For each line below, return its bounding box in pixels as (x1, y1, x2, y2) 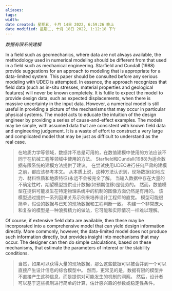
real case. (5, 139, 27, 145)
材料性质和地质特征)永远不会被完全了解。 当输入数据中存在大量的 (27, 175, 165, 181)
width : (5, 17, 20, 22)
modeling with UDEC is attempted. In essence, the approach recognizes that (5, 79, 167, 85)
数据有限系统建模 (5, 42, 42, 48)
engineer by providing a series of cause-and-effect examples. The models (5, 117, 163, 123)
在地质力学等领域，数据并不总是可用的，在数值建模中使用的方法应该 (17, 149, 162, 156)
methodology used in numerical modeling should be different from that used (5, 57, 167, 63)
